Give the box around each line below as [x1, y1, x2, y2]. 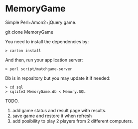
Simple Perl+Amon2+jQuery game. [5, 19, 77, 25]
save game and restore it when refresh [12, 113, 92, 119]
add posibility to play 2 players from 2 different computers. [12, 118, 134, 124]
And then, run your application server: [5, 57, 83, 63]
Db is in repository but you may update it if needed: [5, 75, 111, 81]
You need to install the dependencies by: [5, 38, 89, 45]
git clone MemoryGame [5, 29, 54, 35]
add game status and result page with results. [12, 107, 107, 113]
